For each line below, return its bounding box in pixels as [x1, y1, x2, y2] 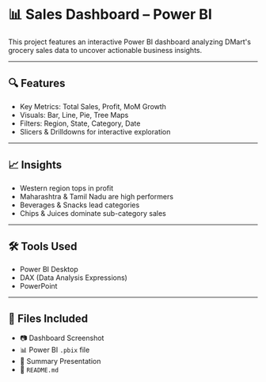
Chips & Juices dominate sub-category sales [19, 208, 166, 217]
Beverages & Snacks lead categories [19, 200, 140, 210]
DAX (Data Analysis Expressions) [19, 273, 128, 282]
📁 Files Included [8, 312, 89, 325]
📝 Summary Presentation [19, 357, 101, 366]
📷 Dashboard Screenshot [19, 333, 104, 343]
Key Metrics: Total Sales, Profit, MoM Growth [19, 101, 166, 111]
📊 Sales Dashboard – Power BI [8, 6, 212, 24]
